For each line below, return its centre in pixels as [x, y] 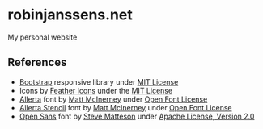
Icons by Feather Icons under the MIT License [96, 90]
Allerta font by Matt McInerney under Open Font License [113, 99]
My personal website [42, 37]
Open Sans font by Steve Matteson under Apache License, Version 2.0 [137, 116]
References [37, 62]
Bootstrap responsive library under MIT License [99, 81]
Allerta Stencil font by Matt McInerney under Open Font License [125, 107]
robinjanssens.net [70, 15]
